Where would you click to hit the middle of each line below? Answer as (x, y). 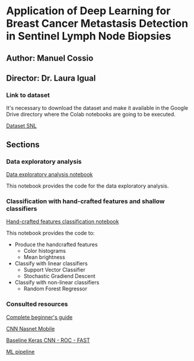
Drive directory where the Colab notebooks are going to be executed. (91, 115)
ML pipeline (20, 351)
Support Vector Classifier (55, 270)
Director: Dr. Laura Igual (51, 78)
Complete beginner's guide (39, 317)
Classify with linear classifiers (51, 264)
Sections (23, 145)
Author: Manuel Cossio (50, 58)
